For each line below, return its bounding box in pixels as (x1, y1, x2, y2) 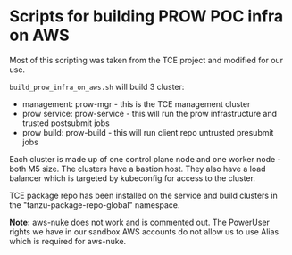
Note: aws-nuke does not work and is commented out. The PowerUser (9, 217, 271, 227)
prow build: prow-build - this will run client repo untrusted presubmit (21, 127, 274, 137)
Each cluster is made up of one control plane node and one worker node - (9, 153, 281, 164)
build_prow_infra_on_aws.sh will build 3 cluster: (9, 81, 185, 92)
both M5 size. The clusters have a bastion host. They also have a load (9, 163, 266, 174)
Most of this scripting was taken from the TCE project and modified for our (9, 54, 284, 65)
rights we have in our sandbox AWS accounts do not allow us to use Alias (9, 226, 279, 237)
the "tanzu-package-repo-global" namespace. (9, 199, 180, 210)
